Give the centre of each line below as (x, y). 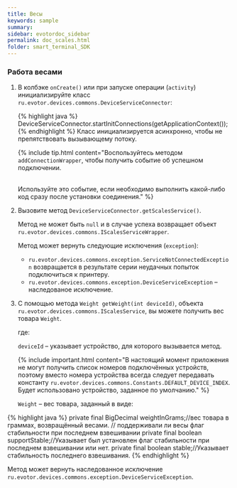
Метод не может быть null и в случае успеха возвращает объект (117, 224)
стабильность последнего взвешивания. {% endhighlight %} (98, 455)
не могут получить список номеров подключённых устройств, (113, 368)
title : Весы (25, 14)
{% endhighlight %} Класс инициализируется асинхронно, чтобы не (120, 132)
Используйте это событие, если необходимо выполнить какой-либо (121, 189)
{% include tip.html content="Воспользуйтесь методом (100, 153)
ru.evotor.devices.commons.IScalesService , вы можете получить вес (121, 311)
